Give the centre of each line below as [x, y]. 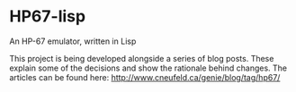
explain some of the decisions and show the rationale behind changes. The [148, 68]
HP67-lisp [48, 17]
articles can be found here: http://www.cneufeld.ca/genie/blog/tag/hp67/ [145, 77]
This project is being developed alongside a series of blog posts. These [142, 58]
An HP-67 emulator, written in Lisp [73, 41]
